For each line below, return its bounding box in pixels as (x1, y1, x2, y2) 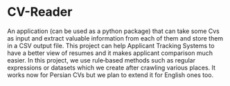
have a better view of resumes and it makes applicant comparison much (7, 49, 213, 57)
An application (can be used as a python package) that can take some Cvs (7, 27, 220, 35)
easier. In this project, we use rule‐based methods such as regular (7, 56, 196, 64)
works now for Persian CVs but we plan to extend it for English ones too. (7, 70, 213, 79)
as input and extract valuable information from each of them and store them (7, 34, 224, 42)
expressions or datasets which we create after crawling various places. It (7, 63, 216, 72)
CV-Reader (7, 4, 73, 20)
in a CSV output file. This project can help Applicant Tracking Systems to (7, 41, 215, 50)
